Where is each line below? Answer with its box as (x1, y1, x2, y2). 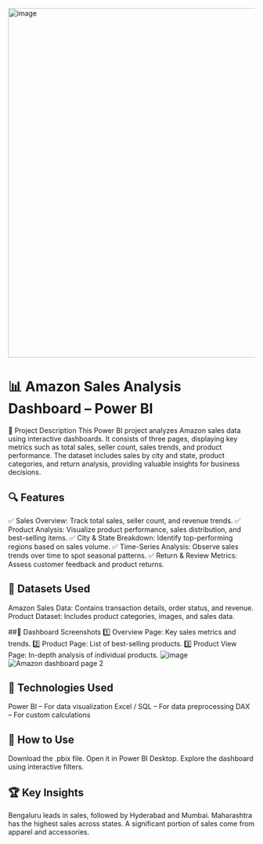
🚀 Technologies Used (8, 681, 113, 694)
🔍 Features (8, 491, 65, 504)
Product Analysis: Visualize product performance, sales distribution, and (8, 525, 241, 534)
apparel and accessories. (8, 828, 90, 836)
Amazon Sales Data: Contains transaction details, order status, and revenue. (8, 603, 254, 613)
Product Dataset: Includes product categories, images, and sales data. (8, 611, 235, 620)
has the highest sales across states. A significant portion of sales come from (8, 819, 255, 828)
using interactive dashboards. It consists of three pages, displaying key (8, 434, 238, 443)
